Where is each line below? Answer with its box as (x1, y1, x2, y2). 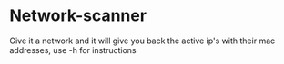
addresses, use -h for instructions (9, 44, 137, 55)
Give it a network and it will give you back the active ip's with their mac (9, 35, 276, 46)
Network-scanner (9, 5, 147, 26)
